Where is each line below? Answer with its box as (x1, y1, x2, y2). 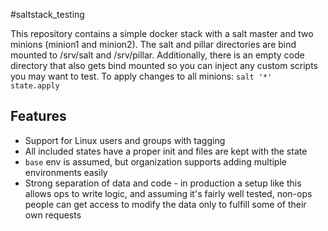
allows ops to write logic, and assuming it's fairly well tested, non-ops (24, 187, 313, 199)
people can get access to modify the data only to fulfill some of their (24, 198, 307, 210)
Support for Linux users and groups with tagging (24, 134, 226, 146)
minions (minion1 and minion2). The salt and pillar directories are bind (10, 39, 297, 50)
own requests (24, 209, 82, 221)
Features (10, 108, 67, 125)
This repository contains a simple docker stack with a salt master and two (10, 28, 314, 39)
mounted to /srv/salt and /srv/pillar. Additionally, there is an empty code (10, 49, 305, 61)
